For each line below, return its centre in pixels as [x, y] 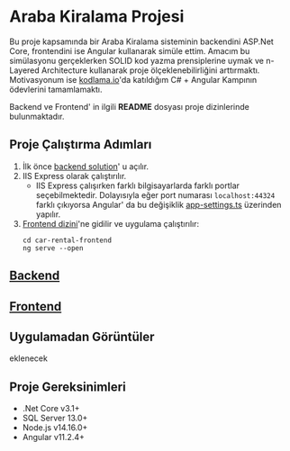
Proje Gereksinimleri [68, 387]
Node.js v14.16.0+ [55, 428]
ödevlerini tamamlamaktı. [56, 89]
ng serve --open [53, 248]
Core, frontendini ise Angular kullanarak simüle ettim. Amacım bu [130, 50]
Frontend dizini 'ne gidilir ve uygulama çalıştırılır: [111, 223]
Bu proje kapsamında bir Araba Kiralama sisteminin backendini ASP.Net [142, 41]
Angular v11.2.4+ [54, 437]
